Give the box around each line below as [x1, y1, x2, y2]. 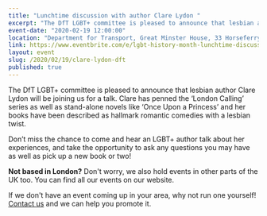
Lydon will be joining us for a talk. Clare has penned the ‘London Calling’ [8, 93, 245, 103]
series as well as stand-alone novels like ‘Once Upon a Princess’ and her [8, 102, 246, 111]
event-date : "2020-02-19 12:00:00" [8, 26, 126, 34]
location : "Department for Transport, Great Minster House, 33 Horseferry [8, 33, 261, 42]
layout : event [8, 48, 56, 56]
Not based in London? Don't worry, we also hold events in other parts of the [8, 166, 258, 175]
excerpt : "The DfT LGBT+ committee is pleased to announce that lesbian [8, 19, 254, 27]
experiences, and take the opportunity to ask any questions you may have [8, 142, 250, 152]
